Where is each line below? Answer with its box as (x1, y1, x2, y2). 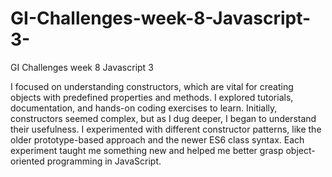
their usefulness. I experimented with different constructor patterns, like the (10, 123, 322, 135)
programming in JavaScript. (46, 155, 162, 167)
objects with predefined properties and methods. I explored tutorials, (10, 91, 294, 103)
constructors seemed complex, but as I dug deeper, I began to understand (10, 112, 317, 124)
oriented (10, 155, 45, 167)
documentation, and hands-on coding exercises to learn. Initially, (10, 102, 278, 114)
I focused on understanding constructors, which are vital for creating (10, 80, 294, 92)
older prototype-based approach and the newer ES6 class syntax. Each (10, 133, 305, 146)
